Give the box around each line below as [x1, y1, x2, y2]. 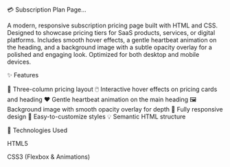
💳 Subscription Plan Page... [7, 5, 87, 14]
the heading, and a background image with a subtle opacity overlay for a [7, 43, 213, 51]
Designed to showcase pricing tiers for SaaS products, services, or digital [7, 29, 216, 36]
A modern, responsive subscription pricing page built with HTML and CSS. [7, 21, 218, 29]
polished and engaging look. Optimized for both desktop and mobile [7, 51, 200, 58]
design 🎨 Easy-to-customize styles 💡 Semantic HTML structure [7, 112, 186, 120]
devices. [7, 57, 32, 66]
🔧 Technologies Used [7, 126, 67, 134]
